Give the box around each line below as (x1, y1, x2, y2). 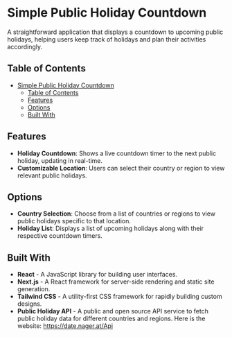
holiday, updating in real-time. (17, 156, 102, 164)
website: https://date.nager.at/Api (17, 322, 113, 330)
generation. (17, 285, 51, 293)
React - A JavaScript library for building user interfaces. (17, 270, 178, 279)
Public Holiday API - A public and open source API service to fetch (17, 307, 209, 316)
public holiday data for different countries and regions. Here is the (17, 314, 206, 323)
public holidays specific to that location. (17, 217, 132, 225)
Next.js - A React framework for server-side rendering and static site (17, 277, 215, 286)
